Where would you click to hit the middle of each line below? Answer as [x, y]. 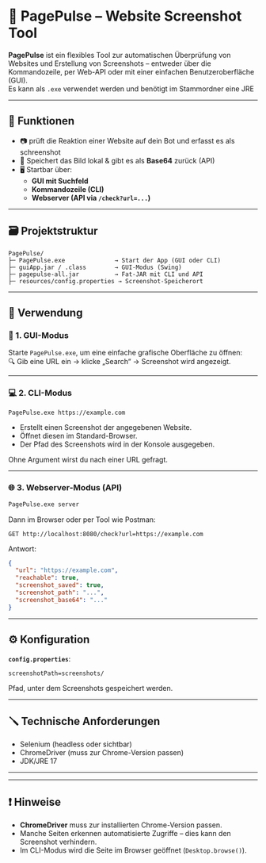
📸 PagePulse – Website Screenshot [125, 16]
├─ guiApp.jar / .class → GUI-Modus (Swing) [95, 267]
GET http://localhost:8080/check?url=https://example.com [106, 534]
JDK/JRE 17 [38, 761]
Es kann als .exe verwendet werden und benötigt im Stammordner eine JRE [131, 88]
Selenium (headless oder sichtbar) [76, 744]
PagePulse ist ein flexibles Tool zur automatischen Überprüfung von [120, 55]
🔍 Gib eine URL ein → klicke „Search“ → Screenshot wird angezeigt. [120, 362]
